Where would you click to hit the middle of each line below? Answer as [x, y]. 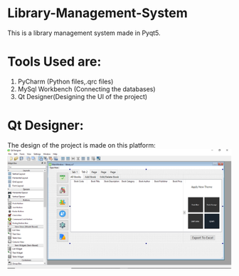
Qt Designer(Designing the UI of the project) [83, 96]
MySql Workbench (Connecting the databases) [86, 89]
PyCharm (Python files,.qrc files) [65, 81]
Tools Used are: [54, 62]
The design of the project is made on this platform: [81, 145]
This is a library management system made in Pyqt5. [84, 33]
